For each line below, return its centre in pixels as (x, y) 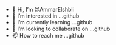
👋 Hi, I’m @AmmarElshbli (43, 9)
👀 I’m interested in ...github (46, 16)
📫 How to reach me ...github (48, 36)
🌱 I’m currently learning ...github (52, 22)
